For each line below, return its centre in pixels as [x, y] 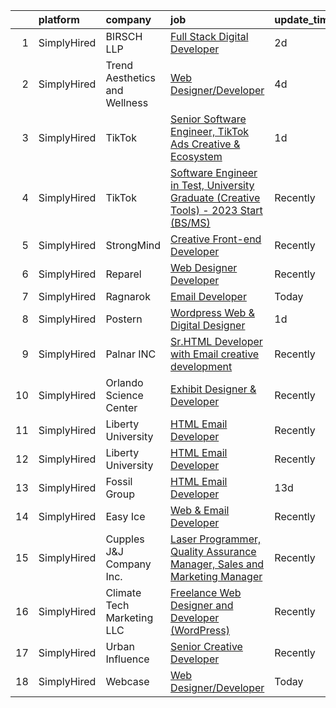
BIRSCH [124, 36]
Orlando [124, 382]
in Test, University [212, 185]
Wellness [127, 102]
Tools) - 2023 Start [216, 210]
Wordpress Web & [212, 312]
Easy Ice [125, 516]
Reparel [123, 274]
